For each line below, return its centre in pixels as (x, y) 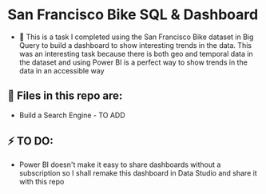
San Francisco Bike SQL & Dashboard (133, 15)
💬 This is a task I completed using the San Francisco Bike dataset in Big (136, 37)
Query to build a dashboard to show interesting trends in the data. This (135, 45)
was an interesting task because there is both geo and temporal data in (136, 53)
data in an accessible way (62, 70)
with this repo (42, 181)
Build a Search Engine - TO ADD (72, 115)
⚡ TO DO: (30, 141)
